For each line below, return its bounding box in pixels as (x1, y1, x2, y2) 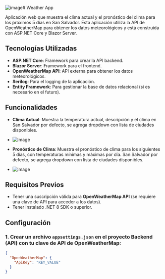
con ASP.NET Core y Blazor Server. (5, 30, 77, 36)
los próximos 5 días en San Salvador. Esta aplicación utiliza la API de (5, 20, 145, 25)
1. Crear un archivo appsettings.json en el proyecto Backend (5, 233, 153, 240)
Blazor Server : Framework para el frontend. (12, 62, 102, 69)
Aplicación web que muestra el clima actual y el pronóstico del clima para (5, 14, 156, 20)
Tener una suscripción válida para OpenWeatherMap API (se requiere (12, 193, 156, 200)
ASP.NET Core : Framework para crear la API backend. (12, 57, 124, 63)
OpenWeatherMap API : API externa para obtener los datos (12, 68, 133, 74)
